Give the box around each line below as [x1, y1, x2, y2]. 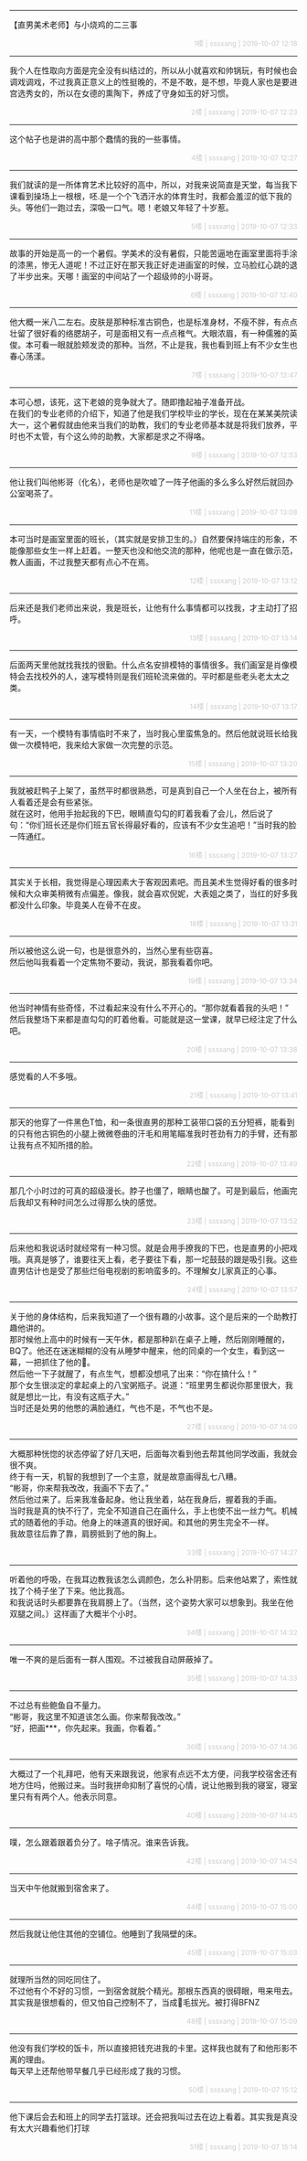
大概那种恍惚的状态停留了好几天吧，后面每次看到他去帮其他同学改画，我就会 [9, 1449, 298, 1459]
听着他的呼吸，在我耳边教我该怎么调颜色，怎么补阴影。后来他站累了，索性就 [9, 1574, 298, 1585]
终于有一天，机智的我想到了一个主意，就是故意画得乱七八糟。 [9, 1471, 242, 1482]
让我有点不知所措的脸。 [9, 1139, 98, 1150]
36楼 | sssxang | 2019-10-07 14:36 [185, 1742, 298, 1751]
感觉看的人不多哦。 [9, 1071, 82, 1082]
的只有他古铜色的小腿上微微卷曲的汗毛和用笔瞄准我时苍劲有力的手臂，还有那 [9, 1129, 298, 1139]
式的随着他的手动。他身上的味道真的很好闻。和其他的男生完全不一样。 [9, 1517, 274, 1527]
